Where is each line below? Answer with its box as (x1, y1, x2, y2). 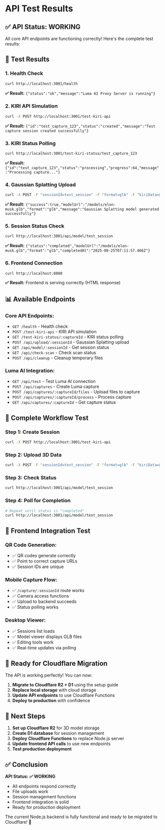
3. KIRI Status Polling (5, 140, 56, 147)
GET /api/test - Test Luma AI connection (12, 378, 96, 384)
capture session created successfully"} (5, 128, 89, 133)
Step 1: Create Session (5, 428, 60, 435)
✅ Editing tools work (12, 639, 54, 645)
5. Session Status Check (5, 223, 65, 229)
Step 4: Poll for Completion (5, 497, 71, 504)
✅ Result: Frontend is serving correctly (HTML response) (5, 280, 121, 286)
